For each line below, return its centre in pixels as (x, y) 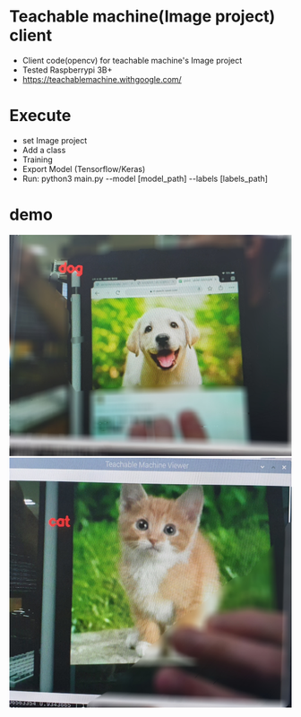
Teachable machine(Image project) (142, 17)
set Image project (55, 140)
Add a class (44, 150)
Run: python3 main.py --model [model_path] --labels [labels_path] (145, 178)
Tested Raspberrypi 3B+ (67, 70)
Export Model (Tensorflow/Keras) (84, 168)
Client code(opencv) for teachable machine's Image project (132, 60)
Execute (40, 116)
